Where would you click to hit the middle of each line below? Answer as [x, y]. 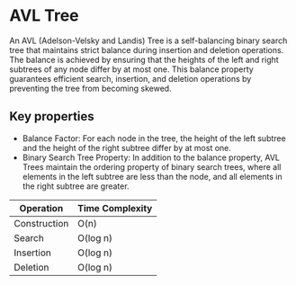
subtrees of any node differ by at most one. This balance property [131, 69]
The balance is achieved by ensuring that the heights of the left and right [144, 59]
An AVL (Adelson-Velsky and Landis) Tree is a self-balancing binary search [148, 40]
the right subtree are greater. [76, 186]
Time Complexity [115, 208]
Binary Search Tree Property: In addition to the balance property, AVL [151, 157]
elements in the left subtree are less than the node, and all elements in [152, 176]
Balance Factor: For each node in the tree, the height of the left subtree [154, 138]
